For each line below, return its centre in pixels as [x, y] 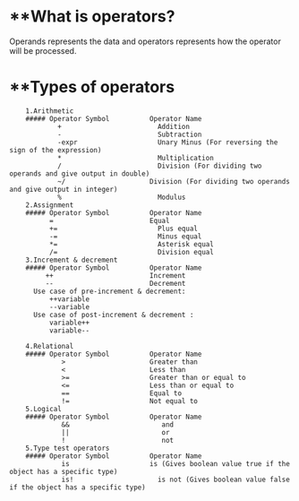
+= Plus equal [124, 229]
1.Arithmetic [50, 111]
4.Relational [50, 346]
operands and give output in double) [80, 173]
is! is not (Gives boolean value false [176, 479]
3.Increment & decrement [72, 260]
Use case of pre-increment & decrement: [109, 291]
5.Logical [44, 409]
